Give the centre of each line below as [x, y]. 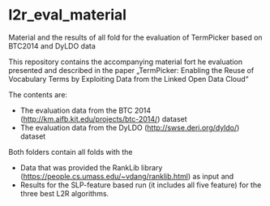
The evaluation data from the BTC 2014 [86, 110]
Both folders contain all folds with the [71, 152]
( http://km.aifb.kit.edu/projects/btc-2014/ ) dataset [104, 118]
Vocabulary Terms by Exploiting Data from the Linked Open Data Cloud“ [129, 79]
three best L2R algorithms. [64, 193]
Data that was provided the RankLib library [91, 167]
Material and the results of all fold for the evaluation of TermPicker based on [135, 37]
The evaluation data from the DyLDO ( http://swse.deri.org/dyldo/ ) [130, 127]
